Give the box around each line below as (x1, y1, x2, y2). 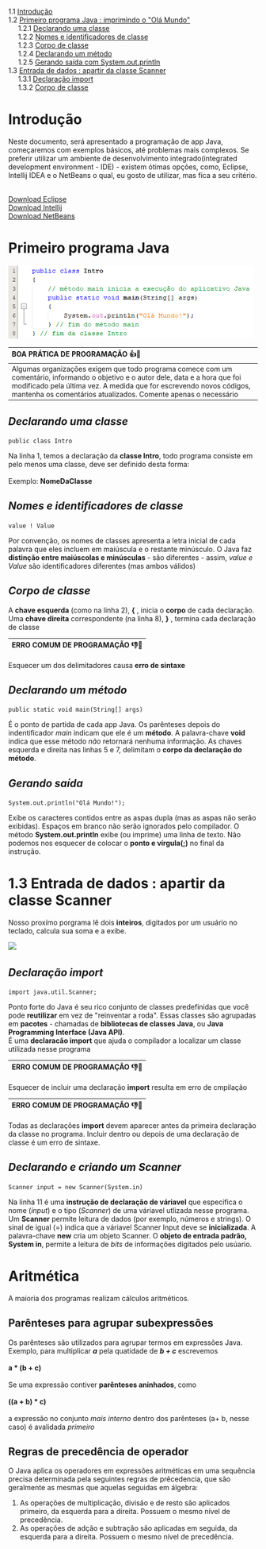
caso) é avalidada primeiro (8, 1422, 95, 1431)
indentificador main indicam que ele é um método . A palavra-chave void (8, 728, 245, 738)
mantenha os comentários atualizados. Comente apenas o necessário (11, 389, 239, 399)
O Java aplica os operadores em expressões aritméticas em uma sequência (8, 1466, 256, 1476)
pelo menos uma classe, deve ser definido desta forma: (8, 459, 190, 469)
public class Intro (8, 437, 73, 445)
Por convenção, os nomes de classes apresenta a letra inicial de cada (8, 535, 236, 545)
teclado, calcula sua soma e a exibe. (8, 926, 127, 936)
